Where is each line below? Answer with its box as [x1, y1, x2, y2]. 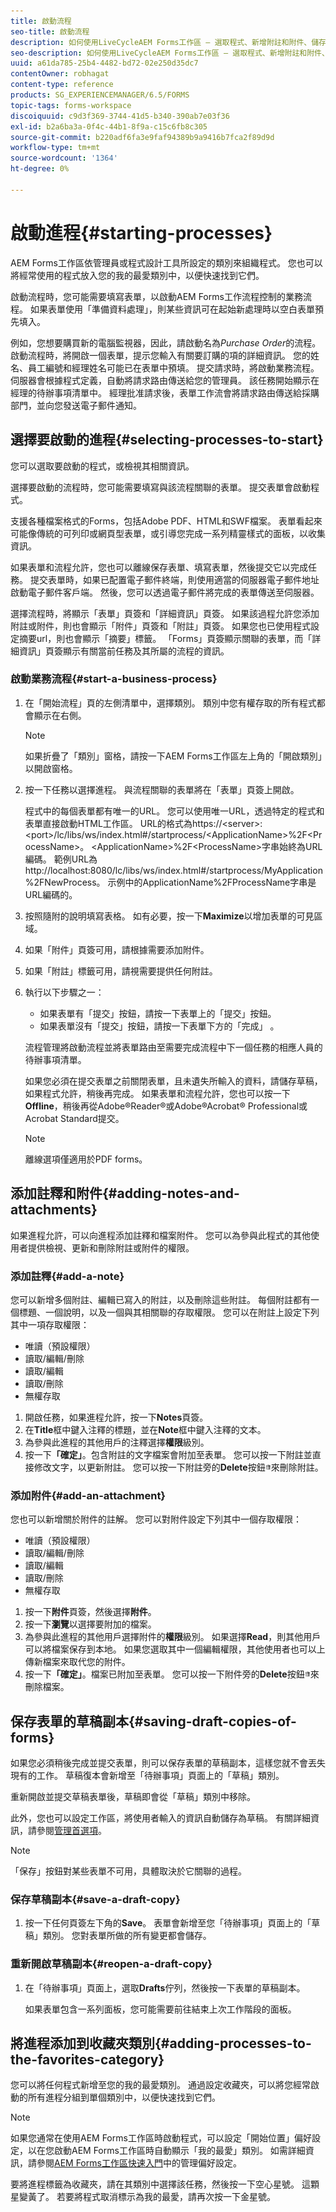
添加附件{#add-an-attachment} [10, 1488, 167, 1502]
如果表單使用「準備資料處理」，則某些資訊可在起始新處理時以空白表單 [29, 303, 315, 315]
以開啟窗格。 [24, 762, 78, 774]
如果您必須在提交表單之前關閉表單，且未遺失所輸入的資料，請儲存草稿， [24, 1075, 323, 1087]
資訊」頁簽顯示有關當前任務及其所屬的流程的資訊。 [18, 645, 230, 657]
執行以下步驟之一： [24, 986, 105, 998]
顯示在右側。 [33, 709, 87, 721]
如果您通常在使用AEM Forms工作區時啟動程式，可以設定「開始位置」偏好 [10, 2132, 312, 2144]
